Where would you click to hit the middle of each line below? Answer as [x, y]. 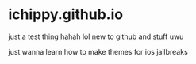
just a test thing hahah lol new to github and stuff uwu [96, 36]
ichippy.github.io [66, 15]
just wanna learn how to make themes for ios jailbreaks [98, 51]
